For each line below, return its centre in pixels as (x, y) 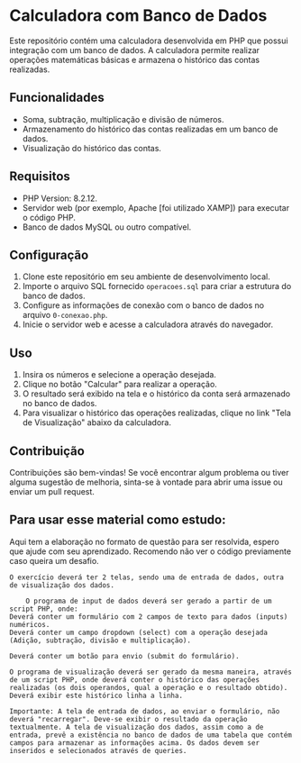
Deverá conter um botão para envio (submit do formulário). (125, 656)
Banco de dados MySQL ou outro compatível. (107, 227)
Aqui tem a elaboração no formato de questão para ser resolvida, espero (144, 541)
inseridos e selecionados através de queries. (98, 750)
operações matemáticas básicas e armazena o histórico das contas (134, 59)
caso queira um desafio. (54, 560)
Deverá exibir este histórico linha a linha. (96, 695)
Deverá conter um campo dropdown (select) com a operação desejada (139, 632)
